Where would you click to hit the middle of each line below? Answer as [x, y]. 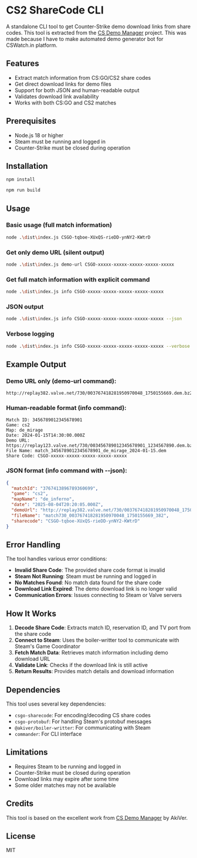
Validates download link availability [57, 96]
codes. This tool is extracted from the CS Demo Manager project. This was [96, 32]
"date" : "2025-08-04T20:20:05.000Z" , [57, 505]
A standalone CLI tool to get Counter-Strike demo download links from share [98, 26]
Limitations [27, 752]
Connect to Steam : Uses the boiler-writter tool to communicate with [97, 640]
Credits [20, 804]
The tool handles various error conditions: [57, 559]
